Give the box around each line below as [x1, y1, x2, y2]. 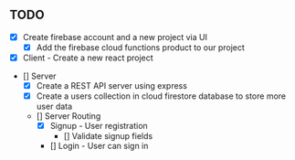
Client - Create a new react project [22, 52, 153, 63]
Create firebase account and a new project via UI [22, 31, 208, 42]
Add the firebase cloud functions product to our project [36, 41, 245, 53]
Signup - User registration [49, 121, 148, 132]
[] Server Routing [36, 111, 101, 122]
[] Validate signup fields [63, 131, 153, 142]
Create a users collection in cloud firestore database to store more [36, 91, 286, 101]
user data [36, 101, 73, 112]
